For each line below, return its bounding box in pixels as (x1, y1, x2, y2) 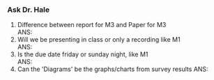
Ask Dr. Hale (7, 5, 50, 15)
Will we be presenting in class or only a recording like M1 (17, 35, 181, 44)
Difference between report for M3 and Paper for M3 (17, 21, 167, 29)
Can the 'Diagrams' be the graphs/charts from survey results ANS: (17, 65, 208, 74)
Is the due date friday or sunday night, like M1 (17, 50, 148, 58)
